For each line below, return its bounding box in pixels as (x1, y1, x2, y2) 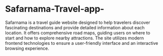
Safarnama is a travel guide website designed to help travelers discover (5, 19, 150, 25)
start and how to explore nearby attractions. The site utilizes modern (5, 35, 144, 41)
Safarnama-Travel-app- (5, 3, 104, 15)
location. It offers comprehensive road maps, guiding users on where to (5, 30, 150, 36)
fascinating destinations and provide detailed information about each (5, 24, 145, 30)
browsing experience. (5, 45, 49, 51)
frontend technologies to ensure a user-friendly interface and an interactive (5, 40, 159, 46)
